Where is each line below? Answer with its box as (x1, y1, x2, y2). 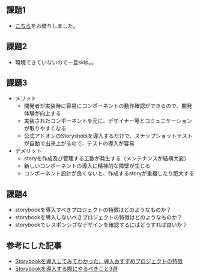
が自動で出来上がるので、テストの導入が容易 (23, 140, 135, 147)
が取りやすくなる (23, 125, 67, 132)
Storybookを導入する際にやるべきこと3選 (14, 265, 118, 273)
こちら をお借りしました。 (14, 22, 79, 29)
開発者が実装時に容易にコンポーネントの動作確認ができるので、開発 (23, 102, 192, 109)
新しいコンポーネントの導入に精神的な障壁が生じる (23, 162, 151, 169)
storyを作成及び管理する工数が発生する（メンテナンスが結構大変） (23, 155, 189, 162)
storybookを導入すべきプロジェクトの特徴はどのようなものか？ (14, 206, 172, 214)
